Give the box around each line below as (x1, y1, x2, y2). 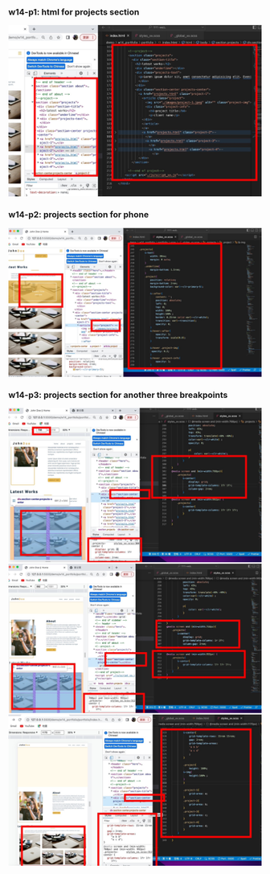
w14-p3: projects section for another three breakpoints (8, 389, 228, 400)
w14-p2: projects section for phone (8, 209, 149, 220)
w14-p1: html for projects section (8, 6, 140, 18)
